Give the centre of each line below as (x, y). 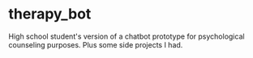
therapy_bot (50, 14)
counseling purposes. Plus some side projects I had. (96, 44)
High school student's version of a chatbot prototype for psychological (126, 36)
